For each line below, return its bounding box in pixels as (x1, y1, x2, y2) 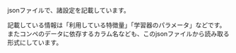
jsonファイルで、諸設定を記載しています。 (7, 6, 131, 14)
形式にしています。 (7, 38, 63, 47)
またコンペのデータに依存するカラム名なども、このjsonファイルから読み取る (7, 30, 230, 38)
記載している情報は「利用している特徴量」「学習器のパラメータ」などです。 (7, 21, 226, 29)
